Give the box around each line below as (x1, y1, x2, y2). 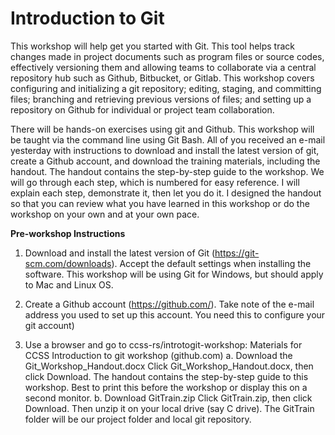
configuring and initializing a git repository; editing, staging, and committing (10, 82, 322, 94)
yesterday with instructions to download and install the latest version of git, (10, 144, 320, 156)
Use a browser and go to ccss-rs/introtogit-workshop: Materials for (24, 338, 303, 351)
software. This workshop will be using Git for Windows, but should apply (24, 268, 324, 280)
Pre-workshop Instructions (10, 227, 126, 239)
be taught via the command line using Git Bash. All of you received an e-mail (10, 133, 326, 146)
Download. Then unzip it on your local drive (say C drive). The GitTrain (24, 402, 315, 414)
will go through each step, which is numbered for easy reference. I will (10, 176, 300, 188)
